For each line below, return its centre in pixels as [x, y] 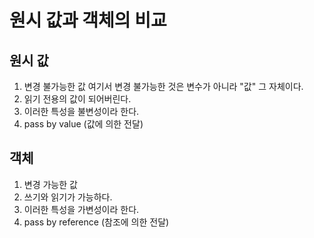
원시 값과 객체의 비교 [88, 20]
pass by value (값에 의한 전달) [83, 124]
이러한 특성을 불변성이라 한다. [81, 111]
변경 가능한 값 [50, 184]
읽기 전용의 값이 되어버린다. [77, 99]
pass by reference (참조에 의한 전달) [96, 222]
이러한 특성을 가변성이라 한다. [81, 209]
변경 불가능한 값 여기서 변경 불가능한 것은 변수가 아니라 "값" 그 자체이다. [163, 86]
